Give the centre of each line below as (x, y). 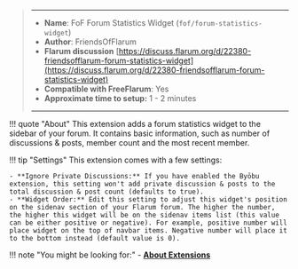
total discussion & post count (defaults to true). (106, 192)
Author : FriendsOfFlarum (90, 42)
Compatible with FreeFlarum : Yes (106, 89)
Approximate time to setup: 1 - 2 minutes (120, 98)
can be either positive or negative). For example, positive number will (149, 223)
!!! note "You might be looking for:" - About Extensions (110, 255)
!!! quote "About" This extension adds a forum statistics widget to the (135, 124)
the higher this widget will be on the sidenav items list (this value (144, 215)
